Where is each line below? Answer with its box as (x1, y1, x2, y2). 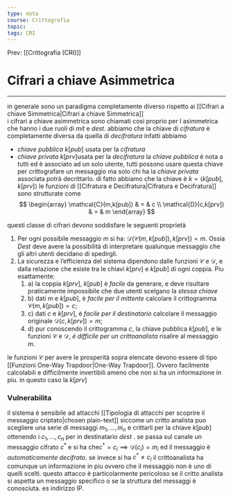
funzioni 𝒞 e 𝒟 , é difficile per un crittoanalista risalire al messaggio (27, 332, 218, 341)
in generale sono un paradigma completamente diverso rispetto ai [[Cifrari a (7, 102, 225, 111)
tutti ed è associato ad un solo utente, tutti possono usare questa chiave (17, 160, 223, 169)
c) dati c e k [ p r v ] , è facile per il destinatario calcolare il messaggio (27, 309, 217, 318)
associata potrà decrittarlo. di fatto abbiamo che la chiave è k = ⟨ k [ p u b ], (17, 175, 223, 183)
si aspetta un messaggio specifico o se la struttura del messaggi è (7, 476, 196, 485)
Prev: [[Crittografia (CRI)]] (7, 49, 81, 57)
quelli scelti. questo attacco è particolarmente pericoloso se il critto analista (7, 469, 223, 477)
